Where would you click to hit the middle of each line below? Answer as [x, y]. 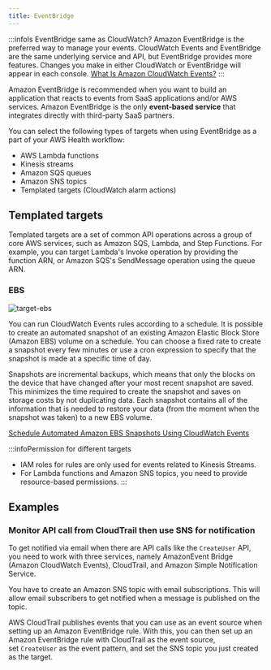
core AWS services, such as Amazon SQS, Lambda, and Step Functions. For [135, 244]
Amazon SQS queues [56, 172]
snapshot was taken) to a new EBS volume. [80, 417]
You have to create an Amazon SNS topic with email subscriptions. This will [134, 590]
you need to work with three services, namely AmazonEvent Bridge [121, 556]
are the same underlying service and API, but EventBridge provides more [130, 56]
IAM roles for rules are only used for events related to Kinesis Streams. [138, 465]
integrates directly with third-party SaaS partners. [91, 115]
